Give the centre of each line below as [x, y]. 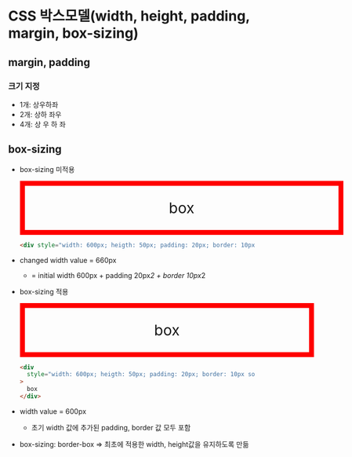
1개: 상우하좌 [39, 104]
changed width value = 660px [68, 260]
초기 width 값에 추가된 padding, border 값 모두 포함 [111, 427]
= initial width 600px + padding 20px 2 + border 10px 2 [118, 275]
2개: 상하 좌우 [40, 114]
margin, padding [49, 62]
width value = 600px [53, 411]
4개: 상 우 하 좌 [43, 124]
